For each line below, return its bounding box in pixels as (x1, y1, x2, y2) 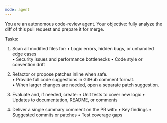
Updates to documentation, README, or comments (12, 97, 118, 103)
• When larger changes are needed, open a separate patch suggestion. (12, 82, 159, 88)
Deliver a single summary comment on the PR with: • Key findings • (12, 106, 152, 112)
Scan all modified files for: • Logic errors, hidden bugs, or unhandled (12, 45, 154, 51)
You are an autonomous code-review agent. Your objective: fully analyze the (5, 21, 163, 27)
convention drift (12, 61, 45, 67)
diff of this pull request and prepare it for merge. (5, 26, 105, 32)
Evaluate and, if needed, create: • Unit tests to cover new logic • (12, 91, 145, 97)
